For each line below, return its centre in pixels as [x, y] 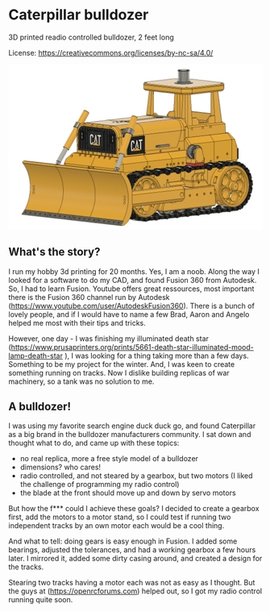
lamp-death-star [35, 356]
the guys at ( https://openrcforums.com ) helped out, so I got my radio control [135, 591]
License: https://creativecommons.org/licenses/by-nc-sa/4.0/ [111, 52]
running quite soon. [41, 600]
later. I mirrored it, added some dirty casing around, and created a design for [135, 559]
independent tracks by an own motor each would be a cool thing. [116, 526]
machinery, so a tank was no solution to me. [81, 381]
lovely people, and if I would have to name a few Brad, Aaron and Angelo [129, 314]
